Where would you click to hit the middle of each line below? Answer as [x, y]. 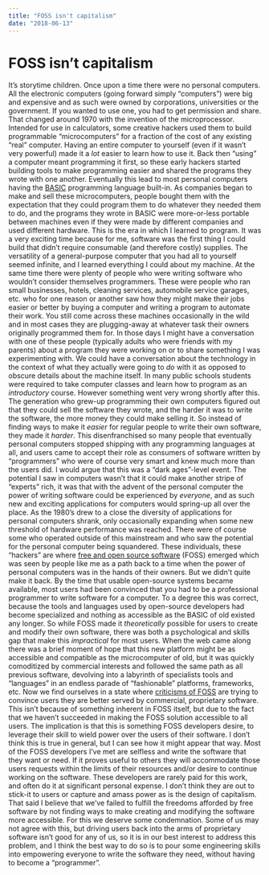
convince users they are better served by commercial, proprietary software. [134, 700]
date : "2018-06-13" [41, 23]
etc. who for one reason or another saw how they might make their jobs [126, 299]
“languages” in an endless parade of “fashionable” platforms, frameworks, [131, 684]
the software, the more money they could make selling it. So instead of [125, 418]
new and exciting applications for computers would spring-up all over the [129, 504]
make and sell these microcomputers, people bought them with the [119, 196]
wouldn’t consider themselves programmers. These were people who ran [130, 281]
